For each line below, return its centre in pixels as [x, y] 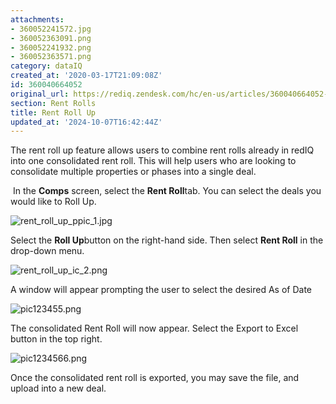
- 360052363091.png [51, 38]
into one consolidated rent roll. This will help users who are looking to [153, 161]
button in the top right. [56, 339]
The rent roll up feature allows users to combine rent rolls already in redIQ [162, 150]
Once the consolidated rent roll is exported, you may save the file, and [155, 378]
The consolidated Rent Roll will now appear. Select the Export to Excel [154, 328]
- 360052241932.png [51, 47]
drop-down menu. [47, 251]
